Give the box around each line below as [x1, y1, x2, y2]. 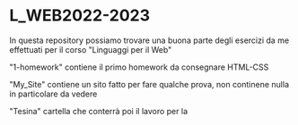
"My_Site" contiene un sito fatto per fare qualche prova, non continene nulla [9, 79, 290, 89]
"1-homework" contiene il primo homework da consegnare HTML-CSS [9, 62, 269, 72]
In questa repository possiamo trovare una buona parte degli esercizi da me [9, 35, 290, 46]
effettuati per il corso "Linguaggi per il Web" [9, 44, 172, 54]
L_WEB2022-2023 [9, 5, 151, 26]
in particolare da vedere [9, 88, 98, 99]
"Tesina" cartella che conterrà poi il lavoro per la [9, 105, 188, 116]
